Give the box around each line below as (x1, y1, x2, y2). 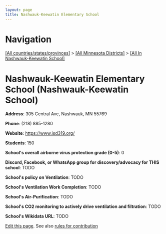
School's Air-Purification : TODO (5, 194, 73, 200)
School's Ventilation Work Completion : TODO (5, 184, 101, 190)
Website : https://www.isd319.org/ (5, 130, 75, 136)
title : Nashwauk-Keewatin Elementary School (5, 12, 99, 17)
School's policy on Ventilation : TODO (5, 174, 84, 180)
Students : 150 (5, 140, 34, 146)
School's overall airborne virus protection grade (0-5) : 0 (5, 150, 124, 156)
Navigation (5, 34, 51, 45)
